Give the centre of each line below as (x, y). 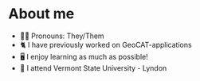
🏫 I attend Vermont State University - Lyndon (93, 67)
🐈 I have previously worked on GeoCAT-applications (106, 44)
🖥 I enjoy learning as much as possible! (84, 56)
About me (41, 14)
